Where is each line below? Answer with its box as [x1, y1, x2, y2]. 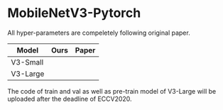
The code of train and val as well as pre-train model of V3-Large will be [7, 87, 217, 95]
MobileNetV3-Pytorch [7, 5, 141, 21]
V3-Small [11, 57, 44, 67]
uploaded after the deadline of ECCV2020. [7, 94, 133, 103]
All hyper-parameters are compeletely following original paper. [7, 28, 190, 37]
